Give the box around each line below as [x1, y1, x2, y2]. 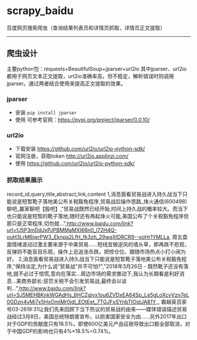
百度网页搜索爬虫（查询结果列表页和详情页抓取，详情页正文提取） [6, 24, 165, 31]
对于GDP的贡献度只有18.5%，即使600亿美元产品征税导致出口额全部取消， [6, 320, 185, 327]
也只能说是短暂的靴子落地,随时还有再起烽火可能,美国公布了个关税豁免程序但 [6, 212, 189, 219]
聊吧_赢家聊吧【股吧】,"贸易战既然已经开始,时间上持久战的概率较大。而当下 [6, 205, 188, 212]
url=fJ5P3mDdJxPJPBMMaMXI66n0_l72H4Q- [6, 226, 117, 233]
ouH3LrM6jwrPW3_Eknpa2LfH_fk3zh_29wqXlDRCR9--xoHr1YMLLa [6, 233, 170, 240]
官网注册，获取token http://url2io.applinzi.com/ [15, 152, 129, 159]
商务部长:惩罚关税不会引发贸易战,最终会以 [21, 277, 122, 284]
